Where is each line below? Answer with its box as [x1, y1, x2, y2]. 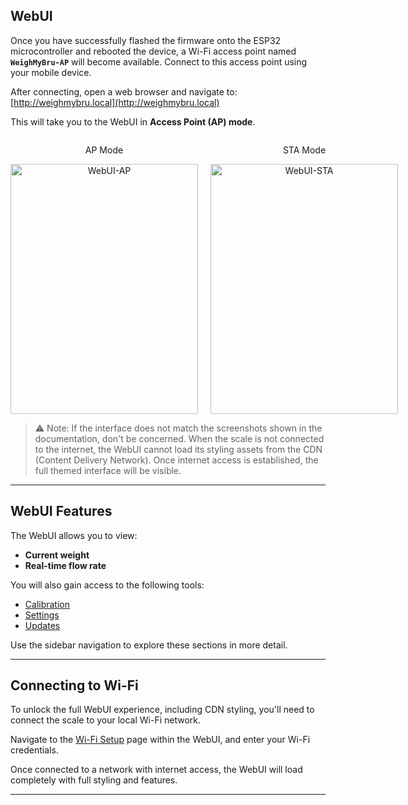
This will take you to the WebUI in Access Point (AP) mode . [10, 115, 256, 128]
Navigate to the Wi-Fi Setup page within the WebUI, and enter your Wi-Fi [10, 734, 311, 746]
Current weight [24, 549, 90, 561]
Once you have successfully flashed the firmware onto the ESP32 [10, 34, 282, 46]
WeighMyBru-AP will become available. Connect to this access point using [10, 55, 308, 68]
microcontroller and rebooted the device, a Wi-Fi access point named [10, 45, 297, 57]
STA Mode [282, 144, 327, 156]
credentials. [10, 744, 59, 756]
